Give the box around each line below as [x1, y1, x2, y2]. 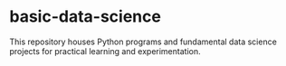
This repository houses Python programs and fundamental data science [9, 36, 278, 47]
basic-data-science [9, 6, 161, 27]
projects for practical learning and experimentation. [9, 45, 201, 56]
